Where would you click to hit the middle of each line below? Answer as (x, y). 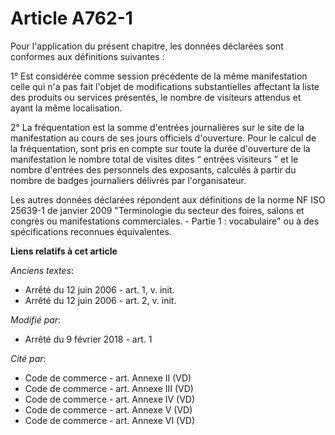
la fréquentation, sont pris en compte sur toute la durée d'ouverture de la (160, 148)
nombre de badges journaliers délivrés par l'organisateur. (128, 180)
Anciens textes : (42, 270)
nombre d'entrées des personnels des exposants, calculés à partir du (153, 169)
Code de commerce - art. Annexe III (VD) (109, 388)
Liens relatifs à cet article (64, 251)
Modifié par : (36, 319)
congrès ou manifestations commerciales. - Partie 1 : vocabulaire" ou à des (165, 221)
